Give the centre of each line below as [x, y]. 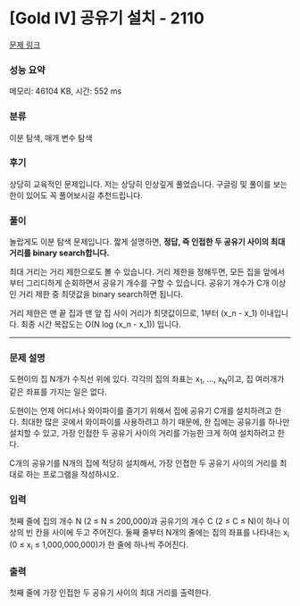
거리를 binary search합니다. [59, 253]
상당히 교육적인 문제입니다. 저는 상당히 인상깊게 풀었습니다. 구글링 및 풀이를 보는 [149, 184]
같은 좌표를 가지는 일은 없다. [58, 392]
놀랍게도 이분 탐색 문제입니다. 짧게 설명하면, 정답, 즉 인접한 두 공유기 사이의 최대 [147, 242]
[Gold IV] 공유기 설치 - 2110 [107, 18]
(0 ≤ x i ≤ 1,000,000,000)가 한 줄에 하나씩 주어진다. [99, 546]
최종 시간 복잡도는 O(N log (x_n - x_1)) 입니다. [101, 324]
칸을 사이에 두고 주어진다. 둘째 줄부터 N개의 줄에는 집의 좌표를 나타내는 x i [162, 533]
